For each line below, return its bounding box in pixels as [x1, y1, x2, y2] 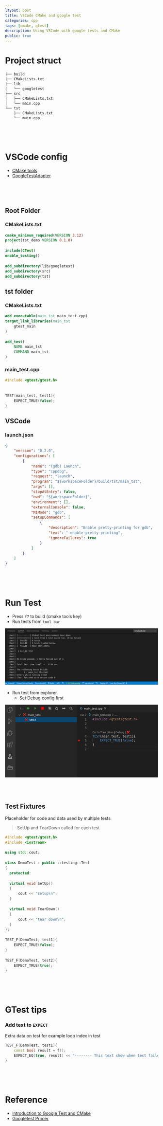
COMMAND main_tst [14, 349, 49, 355]
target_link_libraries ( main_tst [5, 319, 70, 324]
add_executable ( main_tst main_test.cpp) [5, 314, 88, 319]
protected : [9, 871, 32, 875]
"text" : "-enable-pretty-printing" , [48, 530, 123, 535]
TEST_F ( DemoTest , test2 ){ [5, 958, 57, 963]
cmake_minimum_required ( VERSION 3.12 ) [5, 233, 83, 238]
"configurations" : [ [14, 453, 55, 458]
